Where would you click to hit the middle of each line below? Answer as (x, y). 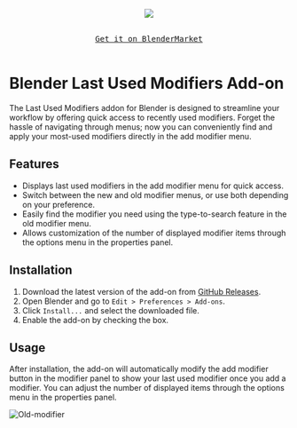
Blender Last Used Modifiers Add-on (147, 83)
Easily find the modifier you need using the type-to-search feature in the (154, 214)
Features (34, 164)
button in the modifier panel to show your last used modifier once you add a (148, 378)
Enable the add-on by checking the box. (95, 320)
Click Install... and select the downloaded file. (110, 310)
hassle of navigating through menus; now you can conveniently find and (141, 127)
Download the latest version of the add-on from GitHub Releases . (141, 291)
